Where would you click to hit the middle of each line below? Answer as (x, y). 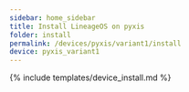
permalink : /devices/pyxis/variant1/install (95, 43)
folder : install (40, 35)
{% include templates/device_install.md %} (90, 77)
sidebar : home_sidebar (52, 18)
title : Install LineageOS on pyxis (77, 26)
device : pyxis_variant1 (55, 52)
